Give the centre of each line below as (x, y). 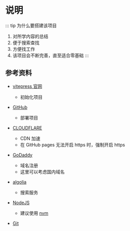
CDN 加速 (30, 138)
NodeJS (21, 203)
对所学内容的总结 (30, 36)
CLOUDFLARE (27, 128)
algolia (19, 182)
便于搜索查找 (26, 42)
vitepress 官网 (27, 86)
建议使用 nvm (34, 213)
